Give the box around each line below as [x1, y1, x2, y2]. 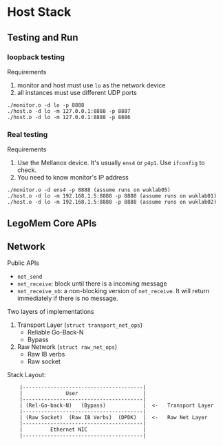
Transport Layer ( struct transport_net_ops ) [17, 321, 143, 329]
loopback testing [7, 52, 65, 62]
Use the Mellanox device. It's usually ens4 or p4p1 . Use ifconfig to [17, 159, 205, 167]
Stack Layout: [7, 371, 46, 379]
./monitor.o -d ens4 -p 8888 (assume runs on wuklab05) [7, 187, 171, 193]
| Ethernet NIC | [19, 426, 147, 434]
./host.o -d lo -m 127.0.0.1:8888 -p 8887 [7, 107, 131, 114]
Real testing [7, 129, 48, 139]
